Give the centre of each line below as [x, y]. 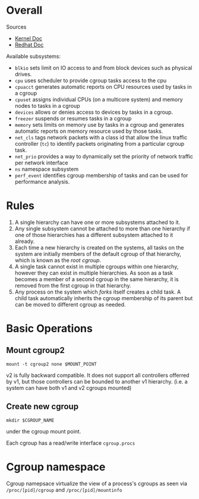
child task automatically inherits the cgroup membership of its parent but [104, 298]
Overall [24, 10]
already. [25, 241]
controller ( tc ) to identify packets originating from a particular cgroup [99, 144]
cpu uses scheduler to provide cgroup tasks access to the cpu [91, 80]
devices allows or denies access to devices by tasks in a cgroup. [94, 112]
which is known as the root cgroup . [58, 260]
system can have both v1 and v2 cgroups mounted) [69, 388]
